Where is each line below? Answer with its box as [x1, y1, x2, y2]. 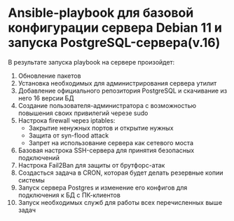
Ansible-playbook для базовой [8, 5, 194, 21]
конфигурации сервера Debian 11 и [8, 20, 223, 36]
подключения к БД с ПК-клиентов [18, 191, 121, 199]
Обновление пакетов [18, 72, 81, 80]
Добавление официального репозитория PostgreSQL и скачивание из [18, 86, 227, 95]
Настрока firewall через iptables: [18, 116, 116, 124]
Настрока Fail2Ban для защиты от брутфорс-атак [18, 161, 165, 169]
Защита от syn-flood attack [28, 131, 109, 140]
